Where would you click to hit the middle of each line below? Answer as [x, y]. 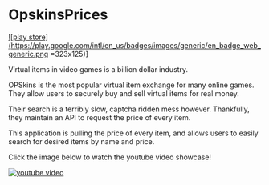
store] [38, 37]
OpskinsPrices [58, 15]
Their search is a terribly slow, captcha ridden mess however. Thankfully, [129, 109]
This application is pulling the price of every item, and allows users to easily [133, 133]
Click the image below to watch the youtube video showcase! [110, 157]
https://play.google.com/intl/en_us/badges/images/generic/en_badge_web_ [136, 45]
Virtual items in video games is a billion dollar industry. [98, 69]
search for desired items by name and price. [82, 141]
